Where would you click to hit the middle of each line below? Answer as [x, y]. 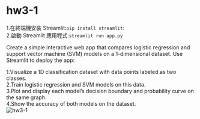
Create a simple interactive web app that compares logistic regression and [98, 47]
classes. [17, 78]
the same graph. [26, 97]
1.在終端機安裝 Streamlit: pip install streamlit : [65, 28]
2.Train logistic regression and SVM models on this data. [76, 84]
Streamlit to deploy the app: [41, 60]
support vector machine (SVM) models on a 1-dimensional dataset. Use [95, 53]
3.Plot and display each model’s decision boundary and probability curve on [100, 91]
